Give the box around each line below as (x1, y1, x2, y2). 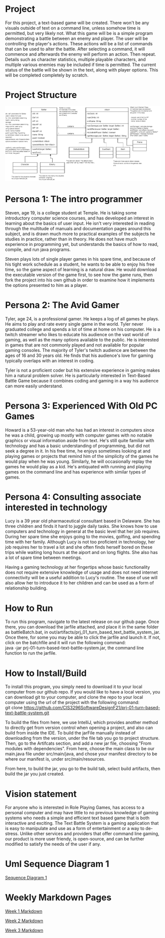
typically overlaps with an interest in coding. (5, 357, 95, 363)
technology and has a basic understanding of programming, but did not (5, 443, 150, 449)
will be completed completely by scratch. (5, 72, 89, 78)
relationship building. (5, 585, 48, 591)
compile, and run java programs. (5, 246, 71, 252)
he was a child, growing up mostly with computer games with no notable (5, 432, 153, 438)
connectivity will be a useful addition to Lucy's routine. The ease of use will (5, 575, 158, 581)
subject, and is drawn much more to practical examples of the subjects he (5, 231, 155, 237)
